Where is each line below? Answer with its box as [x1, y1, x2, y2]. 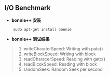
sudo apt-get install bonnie [13, 27, 72, 32]
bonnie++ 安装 [11, 17, 41, 23]
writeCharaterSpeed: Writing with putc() [23, 46, 103, 51]
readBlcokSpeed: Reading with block [23, 61, 97, 67]
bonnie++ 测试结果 [11, 36, 50, 42]
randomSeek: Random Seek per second [23, 66, 103, 72]
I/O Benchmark [4, 4, 51, 12]
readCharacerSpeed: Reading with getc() [23, 56, 106, 62]
